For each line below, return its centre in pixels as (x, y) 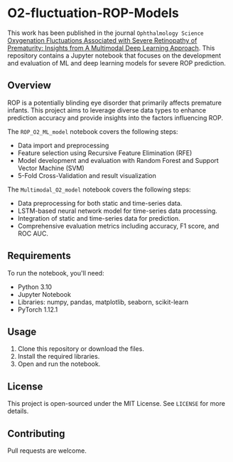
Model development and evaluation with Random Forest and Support (118, 160)
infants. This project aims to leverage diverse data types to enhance (107, 110)
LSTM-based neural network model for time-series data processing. (118, 211)
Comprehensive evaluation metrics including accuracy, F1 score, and (118, 226)
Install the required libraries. (59, 357)
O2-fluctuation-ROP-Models (93, 13)
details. (18, 411)
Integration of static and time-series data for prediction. (99, 218)
